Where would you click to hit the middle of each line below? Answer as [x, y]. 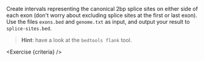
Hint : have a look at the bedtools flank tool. [76, 40]
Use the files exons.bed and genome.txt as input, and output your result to [98, 22]
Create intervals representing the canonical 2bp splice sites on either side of [102, 9]
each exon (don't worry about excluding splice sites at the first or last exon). [102, 15]
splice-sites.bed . [29, 28]
